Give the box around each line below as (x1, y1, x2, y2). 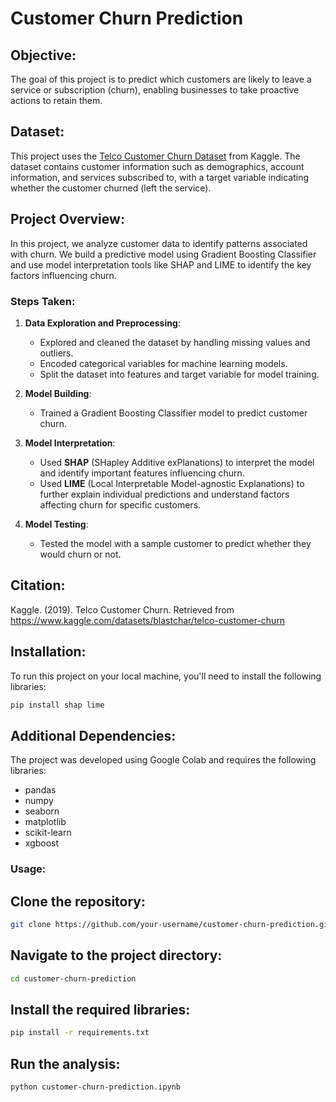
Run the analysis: (10, 1055, 121, 1072)
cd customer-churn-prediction (10, 973, 137, 984)
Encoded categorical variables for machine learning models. (39, 357, 288, 369)
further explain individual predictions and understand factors (39, 488, 290, 500)
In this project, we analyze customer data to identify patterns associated (10, 237, 308, 249)
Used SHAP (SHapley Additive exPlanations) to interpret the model (39, 456, 315, 468)
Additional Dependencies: (10, 727, 177, 744)
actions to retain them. (10, 95, 103, 106)
